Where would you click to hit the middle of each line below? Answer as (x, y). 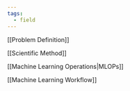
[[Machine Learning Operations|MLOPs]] (65, 66)
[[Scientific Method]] (37, 53)
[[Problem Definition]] (38, 39)
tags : (15, 13)
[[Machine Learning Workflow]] (52, 79)
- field (25, 20)
